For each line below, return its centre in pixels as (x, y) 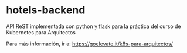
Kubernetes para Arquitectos (41, 32)
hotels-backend (46, 10)
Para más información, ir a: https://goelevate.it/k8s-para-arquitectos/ (89, 44)
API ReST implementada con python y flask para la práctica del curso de (93, 26)
